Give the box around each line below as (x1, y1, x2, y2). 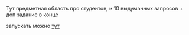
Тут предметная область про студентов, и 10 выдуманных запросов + (6, 5, 183, 12)
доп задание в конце (6, 11, 58, 18)
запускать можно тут (6, 23, 60, 29)
